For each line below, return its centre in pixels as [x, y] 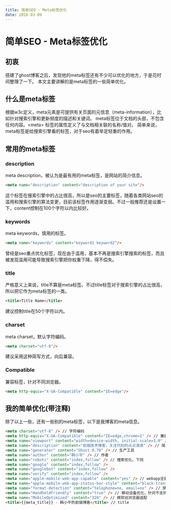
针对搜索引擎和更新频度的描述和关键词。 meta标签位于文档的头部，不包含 [87, 119]
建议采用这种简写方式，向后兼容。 [41, 356]
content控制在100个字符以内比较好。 [53, 208]
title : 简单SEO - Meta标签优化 [36, 10]
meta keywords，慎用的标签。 [37, 233]
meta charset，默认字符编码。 [37, 336]
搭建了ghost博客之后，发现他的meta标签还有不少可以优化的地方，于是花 [81, 75]
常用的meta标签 [30, 149]
